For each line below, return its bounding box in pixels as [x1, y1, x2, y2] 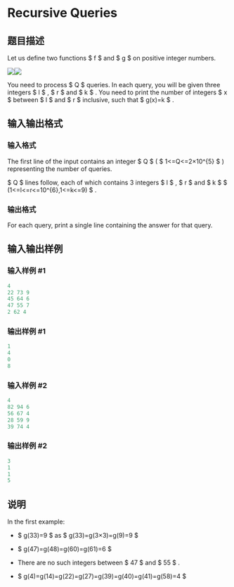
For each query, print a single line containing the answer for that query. [7, 220, 213, 229]
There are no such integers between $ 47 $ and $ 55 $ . [17, 558, 181, 567]
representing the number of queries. [7, 164, 112, 173]
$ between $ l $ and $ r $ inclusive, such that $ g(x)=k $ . [7, 96, 174, 103]
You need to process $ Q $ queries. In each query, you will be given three [7, 81, 221, 89]
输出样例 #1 [7, 326, 46, 336]
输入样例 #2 [7, 380, 48, 390]
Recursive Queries [7, 5, 118, 21]
